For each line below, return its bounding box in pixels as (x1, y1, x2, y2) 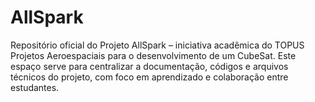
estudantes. (10, 81, 60, 93)
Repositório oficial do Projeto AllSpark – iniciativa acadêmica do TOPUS (10, 39, 305, 51)
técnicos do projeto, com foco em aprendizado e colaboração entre (10, 71, 289, 83)
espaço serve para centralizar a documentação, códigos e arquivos (10, 60, 289, 72)
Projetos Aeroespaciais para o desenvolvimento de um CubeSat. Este (10, 49, 297, 61)
